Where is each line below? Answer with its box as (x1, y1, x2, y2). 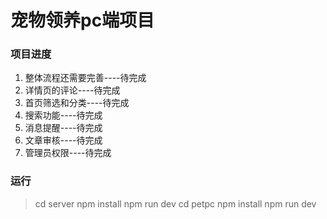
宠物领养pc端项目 (10, 9, 155, 32)
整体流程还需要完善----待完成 (24, 72, 147, 84)
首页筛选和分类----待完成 (24, 97, 130, 109)
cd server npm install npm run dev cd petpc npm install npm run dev (34, 197, 317, 210)
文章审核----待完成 (24, 134, 103, 146)
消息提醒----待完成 (24, 122, 103, 134)
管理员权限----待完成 (24, 147, 112, 159)
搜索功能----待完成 (24, 109, 103, 121)
